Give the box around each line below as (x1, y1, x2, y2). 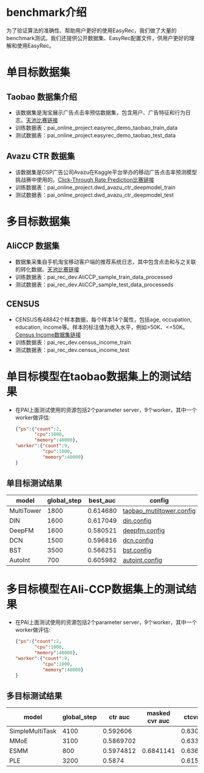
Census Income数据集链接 (15, 331, 81, 338)
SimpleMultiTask (9, 727, 56, 735)
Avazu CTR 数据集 (6, 151, 75, 162)
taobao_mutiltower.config (122, 507, 196, 515)
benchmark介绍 (6, 5, 87, 19)
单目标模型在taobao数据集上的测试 (6, 369, 181, 383)
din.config (122, 517, 152, 525)
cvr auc (147, 716, 170, 725)
